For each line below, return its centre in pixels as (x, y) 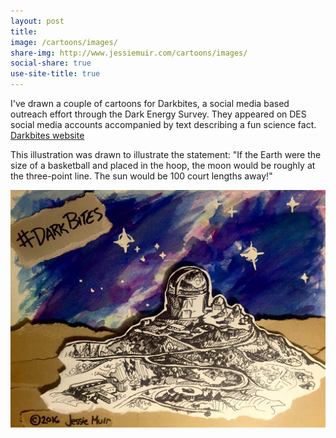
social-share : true (51, 63)
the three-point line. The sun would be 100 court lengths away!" (141, 176)
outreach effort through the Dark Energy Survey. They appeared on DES (158, 114)
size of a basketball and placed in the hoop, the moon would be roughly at (163, 165)
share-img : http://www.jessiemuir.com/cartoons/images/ (129, 53)
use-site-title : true (55, 74)
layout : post (37, 21)
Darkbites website (47, 135)
